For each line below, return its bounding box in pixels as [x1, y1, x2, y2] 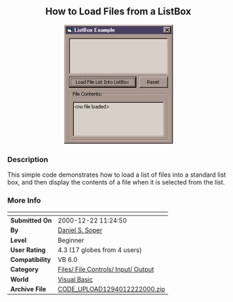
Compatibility [10, 256, 51, 264]
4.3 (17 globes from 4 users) [57, 246, 142, 254]
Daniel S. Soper [57, 226, 103, 234]
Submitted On [10, 216, 52, 225]
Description [7, 154, 49, 164]
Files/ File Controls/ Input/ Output [57, 265, 154, 274]
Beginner [57, 236, 84, 244]
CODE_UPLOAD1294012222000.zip [57, 284, 165, 293]
